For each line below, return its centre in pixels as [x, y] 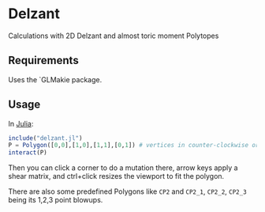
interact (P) [28, 153]
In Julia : [21, 123]
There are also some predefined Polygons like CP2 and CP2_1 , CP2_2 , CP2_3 [127, 191]
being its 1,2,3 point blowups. [56, 200]
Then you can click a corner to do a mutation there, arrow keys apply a [123, 168]
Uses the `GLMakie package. [55, 79]
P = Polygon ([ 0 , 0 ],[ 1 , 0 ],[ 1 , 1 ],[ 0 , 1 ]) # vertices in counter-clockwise [129, 146]
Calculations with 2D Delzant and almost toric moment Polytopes [114, 36]
